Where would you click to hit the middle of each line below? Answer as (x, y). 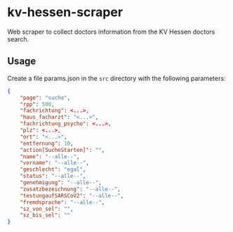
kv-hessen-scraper (65, 12)
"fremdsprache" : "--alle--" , (62, 202)
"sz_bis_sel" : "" (45, 215)
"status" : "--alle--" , (53, 176)
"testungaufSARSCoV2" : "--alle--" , (72, 195)
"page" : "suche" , (45, 98)
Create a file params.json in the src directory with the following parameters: (116, 78)
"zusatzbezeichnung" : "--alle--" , (70, 189)
